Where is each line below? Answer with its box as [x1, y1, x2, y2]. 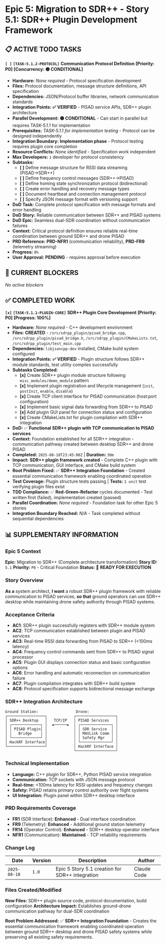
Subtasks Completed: [12, 366, 58, 373]
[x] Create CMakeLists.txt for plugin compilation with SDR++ [19, 414, 143, 420]
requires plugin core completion [12, 144, 78, 149]
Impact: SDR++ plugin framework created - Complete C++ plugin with [12, 457, 158, 463]
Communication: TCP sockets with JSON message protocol [12, 776, 135, 783]
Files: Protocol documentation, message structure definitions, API [12, 83, 147, 89]
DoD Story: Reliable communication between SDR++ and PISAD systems [12, 212, 161, 218]
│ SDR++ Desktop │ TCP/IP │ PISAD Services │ [5, 718, 119, 723]
